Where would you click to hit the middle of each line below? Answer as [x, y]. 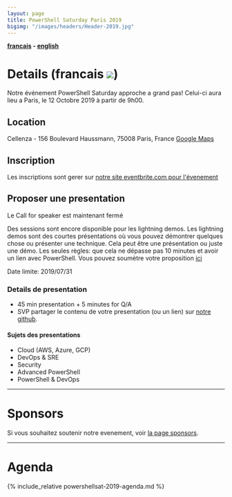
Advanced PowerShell [49, 372]
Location [27, 122]
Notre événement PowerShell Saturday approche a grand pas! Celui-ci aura [115, 93]
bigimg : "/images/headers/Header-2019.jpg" [71, 26]
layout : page [26, 13]
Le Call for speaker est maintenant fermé [65, 215]
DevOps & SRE [38, 358]
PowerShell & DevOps [48, 380]
